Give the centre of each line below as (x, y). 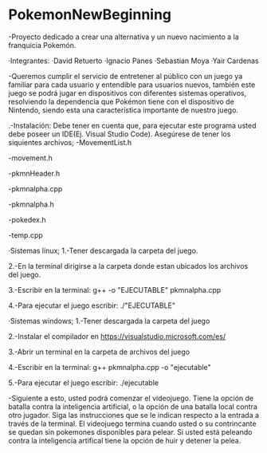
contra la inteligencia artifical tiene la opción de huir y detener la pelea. (125, 440)
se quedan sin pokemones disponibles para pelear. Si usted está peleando (130, 431)
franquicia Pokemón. (42, 45)
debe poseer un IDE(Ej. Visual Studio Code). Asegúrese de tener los (120, 134)
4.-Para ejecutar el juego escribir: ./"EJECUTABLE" (92, 305)
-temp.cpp (26, 235)
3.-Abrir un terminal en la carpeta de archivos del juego (99, 352)
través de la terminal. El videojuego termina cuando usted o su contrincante (132, 423)
